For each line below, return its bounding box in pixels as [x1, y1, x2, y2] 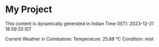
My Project [5, 4, 52, 15]
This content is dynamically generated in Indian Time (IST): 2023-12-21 [5, 20, 154, 27]
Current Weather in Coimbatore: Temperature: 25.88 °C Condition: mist [5, 36, 154, 42]
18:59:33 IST [5, 26, 32, 32]
